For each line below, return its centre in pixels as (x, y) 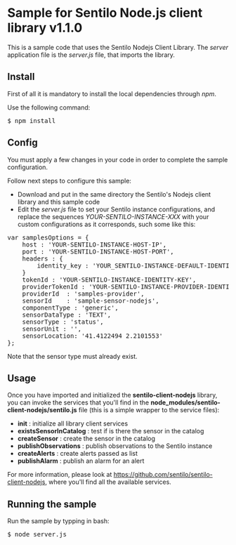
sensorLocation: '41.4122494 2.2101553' (93, 336)
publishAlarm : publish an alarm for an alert (81, 461)
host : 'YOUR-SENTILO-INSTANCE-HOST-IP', (94, 244)
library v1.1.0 (45, 28)
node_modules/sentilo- (186, 402)
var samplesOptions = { (48, 237)
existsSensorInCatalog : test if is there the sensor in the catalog (111, 431)
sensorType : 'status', (63, 322)
